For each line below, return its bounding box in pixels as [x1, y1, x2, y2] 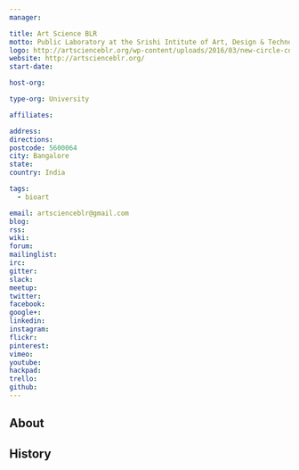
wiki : [9, 234, 29, 243]
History [9, 446, 52, 461]
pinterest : [9, 341, 50, 350]
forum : [9, 242, 34, 251]
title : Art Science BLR [9, 29, 98, 38]
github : [9, 383, 38, 392]
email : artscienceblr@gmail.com [9, 209, 129, 218]
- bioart [17, 193, 50, 202]
